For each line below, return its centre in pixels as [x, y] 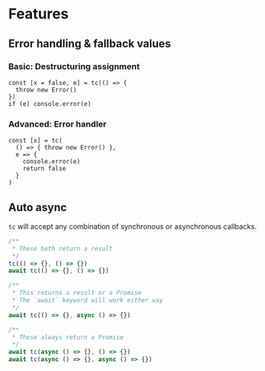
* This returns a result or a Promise [77, 293]
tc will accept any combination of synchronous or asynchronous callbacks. [132, 226]
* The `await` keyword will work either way [87, 300]
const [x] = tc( [35, 141]
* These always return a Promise [68, 337]
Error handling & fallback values [90, 44]
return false [45, 169]
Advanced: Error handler [57, 123]
